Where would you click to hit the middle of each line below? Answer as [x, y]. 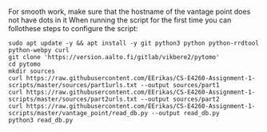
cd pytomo [25, 64]
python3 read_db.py [41, 120]
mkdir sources [32, 71]
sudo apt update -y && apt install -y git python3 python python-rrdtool [134, 43]
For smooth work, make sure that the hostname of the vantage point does [130, 12]
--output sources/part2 [180, 99]
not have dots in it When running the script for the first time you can [120, 20]
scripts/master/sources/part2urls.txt [73, 99]
